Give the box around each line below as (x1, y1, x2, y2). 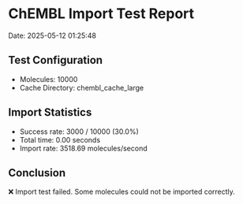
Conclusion (8, 166, 66, 180)
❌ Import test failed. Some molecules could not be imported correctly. (8, 187, 235, 197)
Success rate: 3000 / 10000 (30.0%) (19, 127, 140, 136)
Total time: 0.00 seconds (19, 135, 101, 144)
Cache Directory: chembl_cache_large (19, 83, 144, 92)
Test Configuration (8, 54, 103, 67)
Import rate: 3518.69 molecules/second (19, 143, 148, 153)
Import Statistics (8, 106, 92, 119)
